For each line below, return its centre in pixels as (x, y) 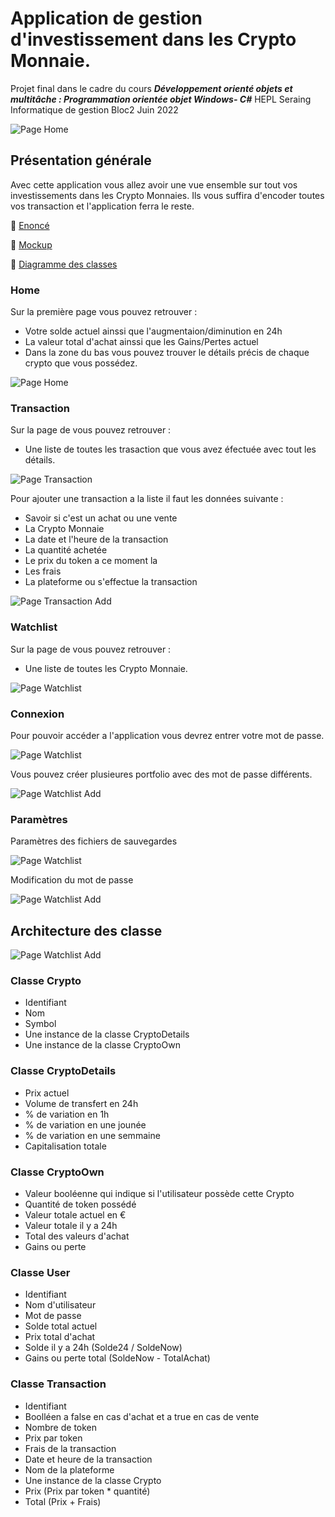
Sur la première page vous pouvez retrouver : (104, 312)
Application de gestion (106, 18)
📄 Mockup (31, 244)
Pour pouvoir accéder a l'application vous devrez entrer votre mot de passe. (167, 735)
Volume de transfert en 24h (81, 1103)
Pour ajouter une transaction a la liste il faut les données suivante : (147, 499)
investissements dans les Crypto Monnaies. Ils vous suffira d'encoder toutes (167, 195)
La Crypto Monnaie (64, 529)
